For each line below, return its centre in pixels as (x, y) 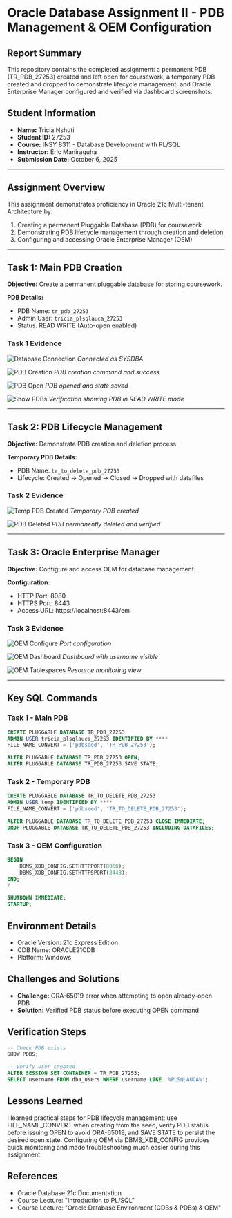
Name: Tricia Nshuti (46, 130)
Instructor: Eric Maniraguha (57, 152)
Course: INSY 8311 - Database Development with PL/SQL (99, 144)
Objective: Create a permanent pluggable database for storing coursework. (115, 284)
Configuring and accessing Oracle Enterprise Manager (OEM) (105, 239)
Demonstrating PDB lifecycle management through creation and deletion (120, 232)
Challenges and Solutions (64, 979)
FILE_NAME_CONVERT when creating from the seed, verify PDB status (108, 1125)
